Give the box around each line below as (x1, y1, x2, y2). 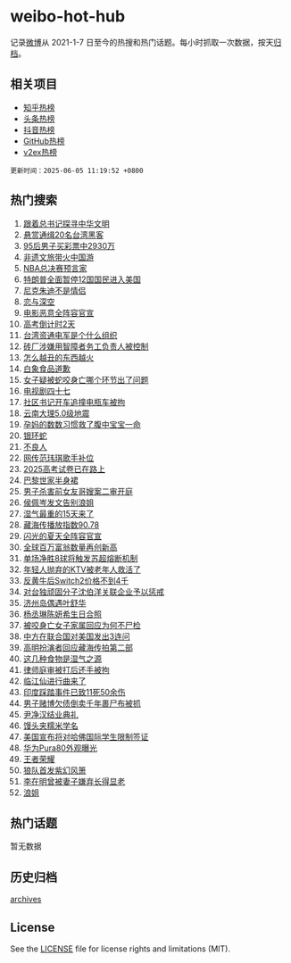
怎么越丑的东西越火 (22, 352, 95, 362)
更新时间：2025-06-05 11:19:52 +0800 (10, 166, 144, 175)
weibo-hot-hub (10, 6, 126, 27)
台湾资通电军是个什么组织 (22, 329, 118, 340)
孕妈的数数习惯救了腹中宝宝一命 (22, 419, 141, 429)
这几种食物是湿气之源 (22, 653, 102, 664)
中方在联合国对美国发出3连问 (22, 631, 130, 642)
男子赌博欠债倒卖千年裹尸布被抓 (22, 698, 141, 709)
